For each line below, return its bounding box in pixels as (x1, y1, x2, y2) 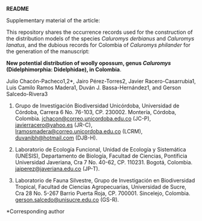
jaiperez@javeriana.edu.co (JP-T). (14, 165, 100, 172)
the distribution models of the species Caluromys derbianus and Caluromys (6, 35, 195, 42)
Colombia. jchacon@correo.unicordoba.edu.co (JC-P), (14, 115, 151, 122)
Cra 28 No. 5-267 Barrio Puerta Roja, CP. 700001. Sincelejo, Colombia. (14, 190, 191, 197)
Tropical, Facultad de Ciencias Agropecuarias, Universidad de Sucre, (14, 184, 187, 190)
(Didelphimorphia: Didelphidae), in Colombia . (6, 66, 122, 73)
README (6, 5, 29, 12)
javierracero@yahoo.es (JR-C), (14, 121, 93, 129)
